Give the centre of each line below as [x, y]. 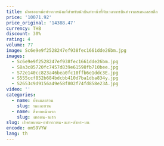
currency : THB [24, 28]
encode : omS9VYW [26, 128]
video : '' [18, 89]
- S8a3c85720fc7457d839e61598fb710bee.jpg [65, 67]
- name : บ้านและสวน [33, 100]
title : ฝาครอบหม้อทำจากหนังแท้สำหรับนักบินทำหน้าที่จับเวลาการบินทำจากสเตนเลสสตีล [82, 12]
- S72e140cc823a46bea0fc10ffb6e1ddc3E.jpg [65, 73]
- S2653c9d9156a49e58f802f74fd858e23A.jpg [65, 84]
